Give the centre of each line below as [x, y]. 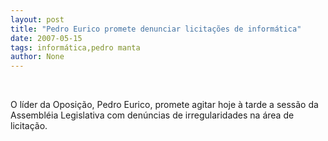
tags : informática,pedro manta [75, 47]
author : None [37, 57]
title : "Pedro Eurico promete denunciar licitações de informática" [156, 29]
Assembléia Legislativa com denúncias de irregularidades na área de [152, 115]
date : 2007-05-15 [46, 38]
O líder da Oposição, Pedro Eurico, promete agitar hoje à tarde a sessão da [164, 105]
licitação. [29, 126]
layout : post [37, 19]
